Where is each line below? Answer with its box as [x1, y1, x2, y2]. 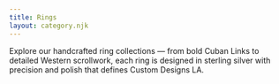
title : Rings [9, 12, 57, 22]
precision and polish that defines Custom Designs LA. [9, 64, 205, 75]
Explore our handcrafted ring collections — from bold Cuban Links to [9, 45, 260, 56]
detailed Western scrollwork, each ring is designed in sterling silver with [9, 55, 271, 65]
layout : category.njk [9, 21, 89, 30]
